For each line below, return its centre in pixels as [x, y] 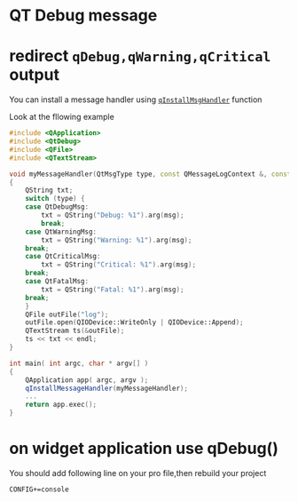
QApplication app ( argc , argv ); [87, 380]
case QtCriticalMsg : [63, 257]
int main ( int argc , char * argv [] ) [79, 363]
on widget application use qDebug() [144, 449]
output [35, 75]
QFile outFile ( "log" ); [67, 314]
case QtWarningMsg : [61, 232]
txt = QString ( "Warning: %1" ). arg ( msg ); [117, 240]
